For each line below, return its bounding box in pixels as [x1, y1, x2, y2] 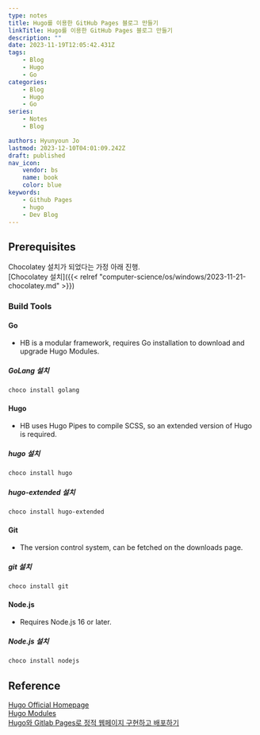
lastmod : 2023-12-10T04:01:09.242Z [8, 144, 126, 152]
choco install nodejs [8, 657, 80, 665]
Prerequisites [8, 240, 76, 253]
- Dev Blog [22, 211, 59, 219]
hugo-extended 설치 [8, 487, 75, 497]
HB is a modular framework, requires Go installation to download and [19, 338, 245, 348]
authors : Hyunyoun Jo [8, 137, 80, 145]
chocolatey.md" [8, 281, 60, 291]
